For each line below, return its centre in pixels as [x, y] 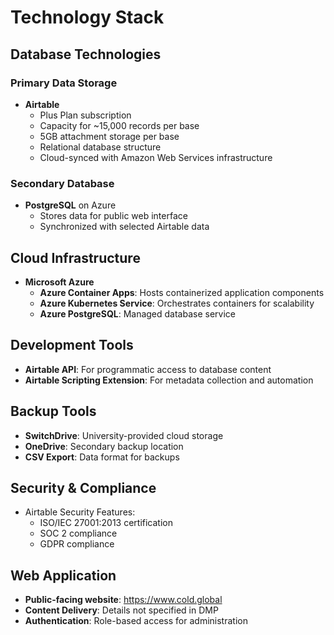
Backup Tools [53, 411]
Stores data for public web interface [113, 216]
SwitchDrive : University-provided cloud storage [124, 435]
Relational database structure [100, 147]
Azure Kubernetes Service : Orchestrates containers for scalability [177, 303]
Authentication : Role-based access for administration [136, 621]
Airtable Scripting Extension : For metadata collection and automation [169, 380]
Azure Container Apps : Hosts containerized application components [182, 292]
